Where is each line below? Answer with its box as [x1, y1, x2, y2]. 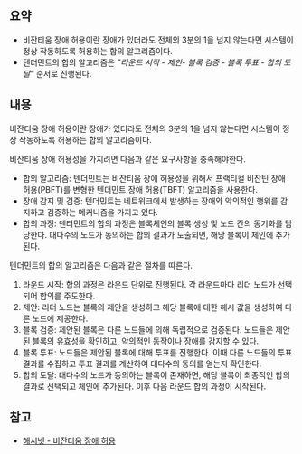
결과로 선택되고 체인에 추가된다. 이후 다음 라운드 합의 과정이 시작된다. [22, 381, 267, 392]
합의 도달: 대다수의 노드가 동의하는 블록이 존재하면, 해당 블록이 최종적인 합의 [22, 369, 291, 380]
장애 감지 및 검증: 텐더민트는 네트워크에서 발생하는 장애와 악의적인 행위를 [22, 195, 278, 206]
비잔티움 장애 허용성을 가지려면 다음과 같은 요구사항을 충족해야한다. [9, 153, 246, 165]
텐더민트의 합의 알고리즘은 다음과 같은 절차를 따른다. [9, 260, 193, 270]
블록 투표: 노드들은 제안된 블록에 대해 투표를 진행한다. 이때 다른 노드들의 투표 [22, 346, 293, 357]
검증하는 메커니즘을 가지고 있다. [46, 206, 158, 217]
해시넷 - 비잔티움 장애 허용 [22, 435, 116, 446]
